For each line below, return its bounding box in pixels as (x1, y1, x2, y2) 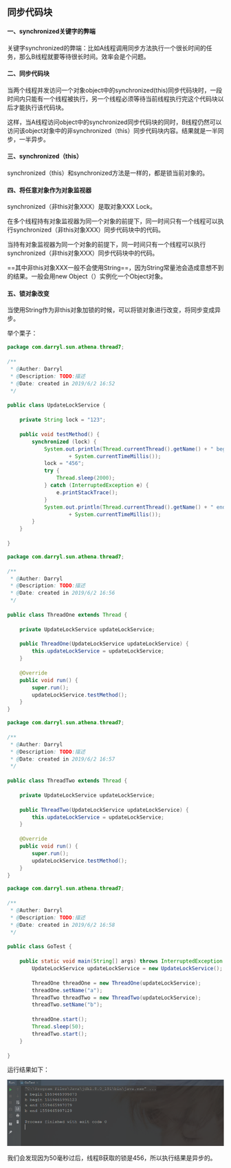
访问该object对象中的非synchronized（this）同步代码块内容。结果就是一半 (7, 126, 218, 134)
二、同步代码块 (7, 70, 49, 78)
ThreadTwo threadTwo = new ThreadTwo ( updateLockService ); (32, 994, 201, 1001)
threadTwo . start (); (32, 1030, 88, 1037)
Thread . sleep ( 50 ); (32, 1023, 85, 1030)
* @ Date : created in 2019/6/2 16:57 (10, 755, 115, 763)
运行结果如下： (7, 1065, 49, 1074)
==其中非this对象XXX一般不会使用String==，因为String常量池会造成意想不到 (7, 264, 224, 272)
